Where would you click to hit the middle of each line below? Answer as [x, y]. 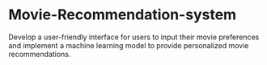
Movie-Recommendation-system [123, 15]
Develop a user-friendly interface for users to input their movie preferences [134, 37]
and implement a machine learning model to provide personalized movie [129, 45]
